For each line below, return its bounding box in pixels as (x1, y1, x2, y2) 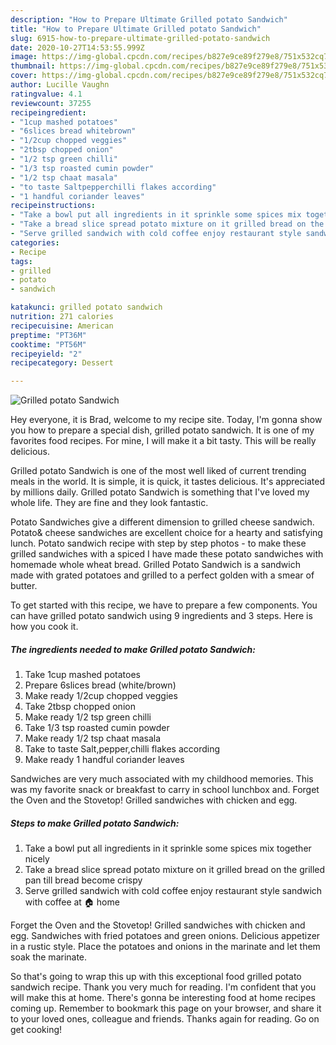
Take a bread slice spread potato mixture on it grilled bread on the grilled (24, 864, 326, 876)
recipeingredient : (10, 107, 87, 118)
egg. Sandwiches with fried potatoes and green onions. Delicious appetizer (10, 930, 321, 942)
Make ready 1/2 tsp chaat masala (24, 732, 162, 745)
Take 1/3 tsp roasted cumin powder (24, 722, 170, 734)
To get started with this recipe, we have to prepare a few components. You (10, 599, 318, 611)
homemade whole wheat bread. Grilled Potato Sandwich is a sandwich (10, 559, 301, 571)
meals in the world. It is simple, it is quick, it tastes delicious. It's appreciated (10, 476, 325, 488)
